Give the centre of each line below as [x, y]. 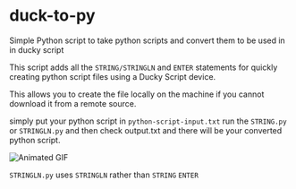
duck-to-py [52, 16]
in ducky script [37, 49]
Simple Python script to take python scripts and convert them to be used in [148, 40]
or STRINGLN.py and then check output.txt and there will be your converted [146, 130]
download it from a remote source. [73, 103]
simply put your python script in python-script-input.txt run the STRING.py [148, 121]
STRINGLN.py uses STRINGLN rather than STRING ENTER [104, 175]
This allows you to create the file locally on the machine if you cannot [137, 94]
